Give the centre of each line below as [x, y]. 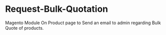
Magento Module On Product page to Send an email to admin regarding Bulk [83, 23]
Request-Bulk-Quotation [56, 9]
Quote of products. [25, 28]
